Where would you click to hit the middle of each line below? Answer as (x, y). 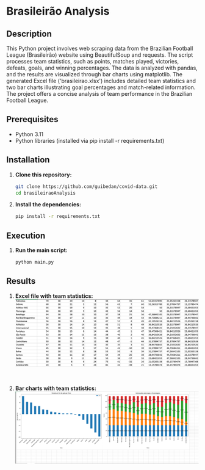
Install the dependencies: (48, 204)
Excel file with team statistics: (54, 296)
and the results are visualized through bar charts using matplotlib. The (95, 74)
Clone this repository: (43, 175)
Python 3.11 (29, 134)
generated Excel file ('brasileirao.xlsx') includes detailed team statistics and (101, 81)
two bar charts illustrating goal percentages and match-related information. (101, 87)
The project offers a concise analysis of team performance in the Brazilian (99, 94)
